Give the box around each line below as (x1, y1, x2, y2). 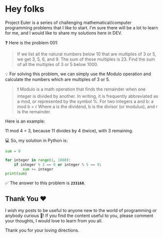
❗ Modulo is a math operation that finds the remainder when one (17, 86, 146, 92)
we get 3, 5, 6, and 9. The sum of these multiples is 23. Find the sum (17, 56, 155, 62)
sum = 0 (5, 149, 21, 153)
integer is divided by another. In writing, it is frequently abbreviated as (17, 93, 158, 99)
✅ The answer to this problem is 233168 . (5, 180, 86, 186)
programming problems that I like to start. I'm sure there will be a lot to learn (5, 24, 158, 30)
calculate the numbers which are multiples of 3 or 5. (5, 76, 110, 82)
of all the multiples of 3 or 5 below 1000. (17, 61, 98, 67)
